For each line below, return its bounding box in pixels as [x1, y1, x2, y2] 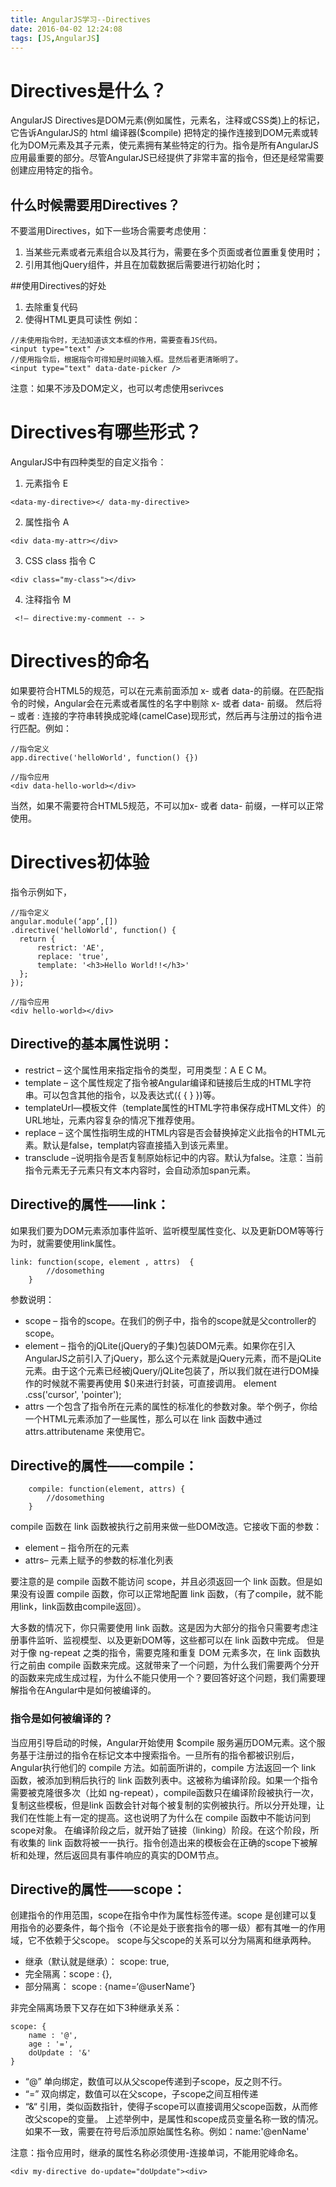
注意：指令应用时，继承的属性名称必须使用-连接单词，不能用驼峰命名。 [10, 2147, 304, 2159]
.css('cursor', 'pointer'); [24, 1388, 122, 1400]
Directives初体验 [10, 851, 150, 874]
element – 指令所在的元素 [24, 1542, 130, 1554]
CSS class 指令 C [24, 555, 97, 567]
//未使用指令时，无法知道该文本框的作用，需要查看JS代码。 [10, 336, 222, 346]
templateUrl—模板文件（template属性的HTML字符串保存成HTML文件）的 [24, 1101, 326, 1113]
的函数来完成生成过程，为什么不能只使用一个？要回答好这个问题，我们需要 [10, 1672, 317, 1684]
